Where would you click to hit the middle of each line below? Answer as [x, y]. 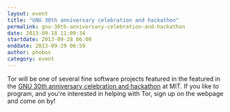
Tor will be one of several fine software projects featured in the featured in [114, 79]
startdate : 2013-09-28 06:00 [49, 40]
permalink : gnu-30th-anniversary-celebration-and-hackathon [97, 26]
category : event [31, 59]
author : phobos [29, 53]
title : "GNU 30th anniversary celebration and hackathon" [93, 20]
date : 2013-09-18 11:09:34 [46, 33]
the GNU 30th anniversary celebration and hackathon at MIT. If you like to [113, 86]
